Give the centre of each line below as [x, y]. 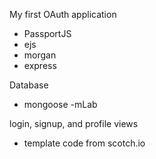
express [40, 65]
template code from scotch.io [84, 143]
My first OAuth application [63, 14]
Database [29, 85]
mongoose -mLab [60, 104]
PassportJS [47, 33]
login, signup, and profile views [74, 123]
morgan [40, 55]
